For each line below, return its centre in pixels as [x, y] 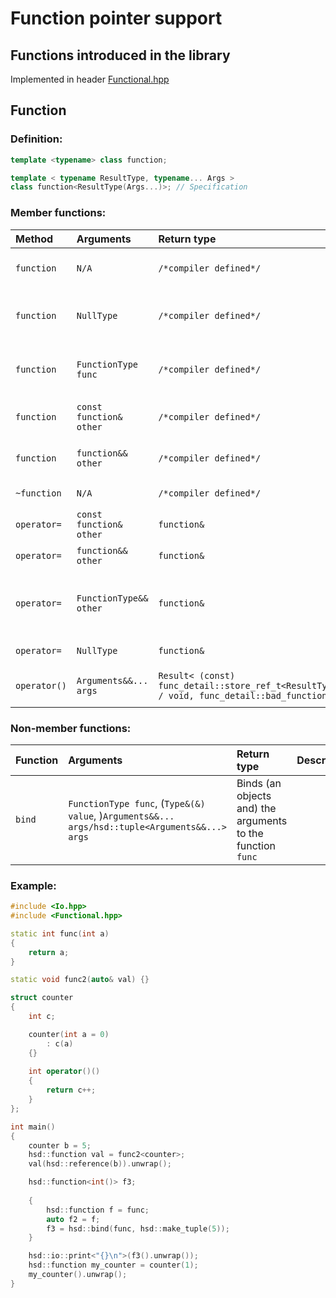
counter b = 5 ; [60, 1145]
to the [250, 833]
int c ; [42, 1017]
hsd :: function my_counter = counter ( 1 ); [113, 1265]
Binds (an [259, 783]
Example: [33, 885]
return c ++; [71, 1090]
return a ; [49, 952]
